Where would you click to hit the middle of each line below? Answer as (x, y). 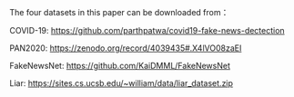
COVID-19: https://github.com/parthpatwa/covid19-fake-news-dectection (147, 30)
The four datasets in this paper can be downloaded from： (119, 12)
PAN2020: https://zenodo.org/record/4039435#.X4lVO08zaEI (126, 48)
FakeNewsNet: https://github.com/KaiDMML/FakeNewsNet (120, 66)
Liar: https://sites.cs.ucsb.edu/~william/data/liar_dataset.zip (122, 83)
